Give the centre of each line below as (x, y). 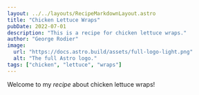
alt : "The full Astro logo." (55, 59)
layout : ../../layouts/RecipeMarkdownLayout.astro (82, 13)
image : (17, 45)
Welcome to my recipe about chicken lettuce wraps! (81, 84)
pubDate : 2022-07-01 (37, 26)
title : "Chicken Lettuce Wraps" (54, 20)
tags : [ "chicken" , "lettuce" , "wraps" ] (65, 65)
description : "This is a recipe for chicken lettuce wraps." (97, 33)
